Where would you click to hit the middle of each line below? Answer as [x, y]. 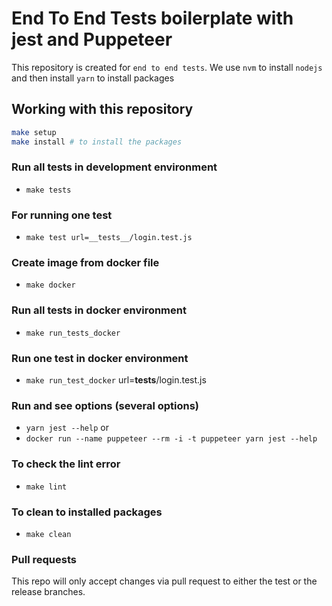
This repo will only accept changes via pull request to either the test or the [164, 581]
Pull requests [44, 559]
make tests [48, 190]
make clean [48, 534]
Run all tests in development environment [114, 167]
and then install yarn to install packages [93, 78]
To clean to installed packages [87, 512]
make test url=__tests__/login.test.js [109, 238]
